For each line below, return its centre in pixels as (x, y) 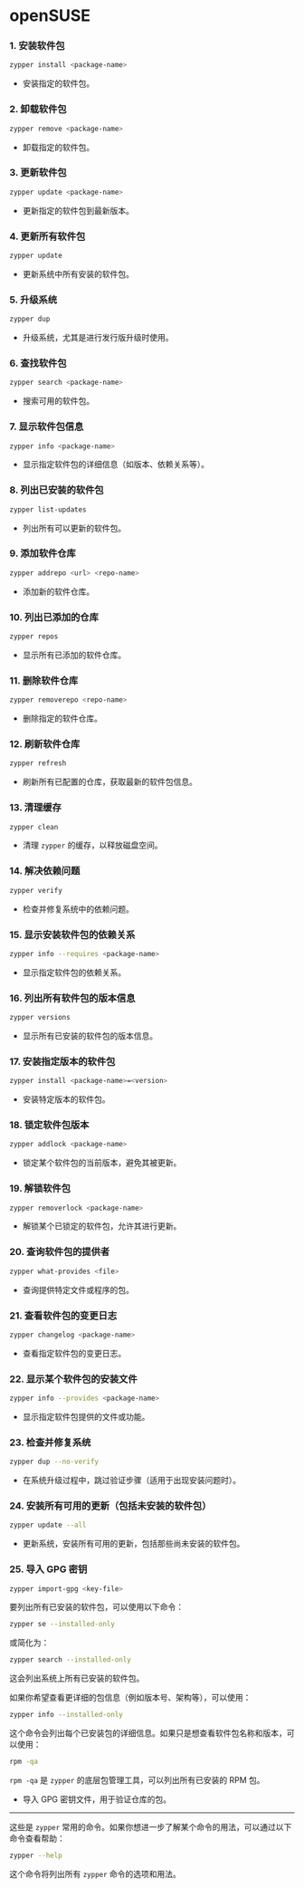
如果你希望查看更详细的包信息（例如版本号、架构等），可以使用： (130, 1698)
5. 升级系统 (33, 300)
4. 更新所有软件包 (47, 236)
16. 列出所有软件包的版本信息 (72, 998)
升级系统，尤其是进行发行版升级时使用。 (98, 338)
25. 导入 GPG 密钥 (48, 1569)
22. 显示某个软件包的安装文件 (73, 1379)
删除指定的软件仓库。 (62, 719)
